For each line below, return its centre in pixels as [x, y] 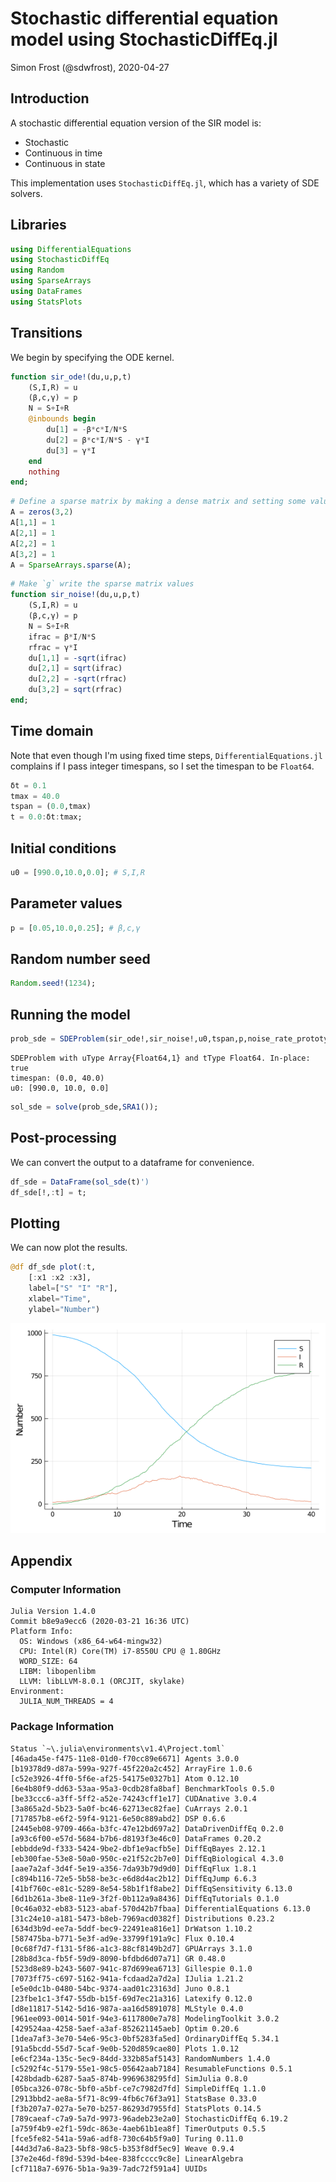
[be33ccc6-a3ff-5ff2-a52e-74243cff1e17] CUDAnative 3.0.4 [133, 1798]
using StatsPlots [46, 302]
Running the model [70, 1014]
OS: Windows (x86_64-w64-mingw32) [91, 1642]
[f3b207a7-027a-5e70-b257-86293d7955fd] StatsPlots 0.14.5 [136, 2108]
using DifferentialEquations [71, 249]
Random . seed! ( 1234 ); [53, 983]
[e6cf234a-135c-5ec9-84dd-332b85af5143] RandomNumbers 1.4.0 [140, 2058]
